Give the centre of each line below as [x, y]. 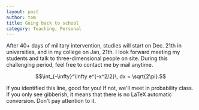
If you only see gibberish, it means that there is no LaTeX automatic [89, 94]
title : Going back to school [43, 23]
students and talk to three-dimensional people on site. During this [87, 58]
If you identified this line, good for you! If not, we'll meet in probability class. [100, 88]
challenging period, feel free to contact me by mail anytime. [80, 65]
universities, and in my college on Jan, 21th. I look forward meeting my [93, 52]
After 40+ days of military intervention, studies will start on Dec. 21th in [94, 46]
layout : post [22, 12]
